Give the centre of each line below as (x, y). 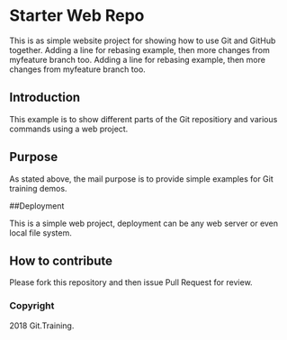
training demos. (38, 188)
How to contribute (61, 260)
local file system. (40, 233)
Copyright (32, 306)
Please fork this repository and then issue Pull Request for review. (131, 282)
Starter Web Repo (77, 16)
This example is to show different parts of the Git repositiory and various (143, 119)
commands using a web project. (69, 129)
